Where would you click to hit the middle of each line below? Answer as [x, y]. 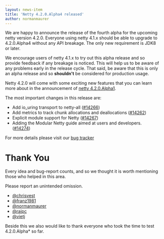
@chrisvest [23, 196]
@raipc [19, 211]
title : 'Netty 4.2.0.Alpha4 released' [45, 14]
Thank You [27, 158]
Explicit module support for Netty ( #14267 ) [55, 118]
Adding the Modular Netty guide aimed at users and [64, 123]
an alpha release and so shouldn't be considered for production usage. [77, 74]
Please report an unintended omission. [44, 186]
